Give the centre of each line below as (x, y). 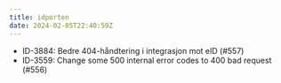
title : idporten (39, 17)
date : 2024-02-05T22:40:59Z (61, 26)
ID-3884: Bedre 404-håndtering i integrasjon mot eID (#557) (133, 50)
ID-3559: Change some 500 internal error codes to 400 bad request (147, 60)
